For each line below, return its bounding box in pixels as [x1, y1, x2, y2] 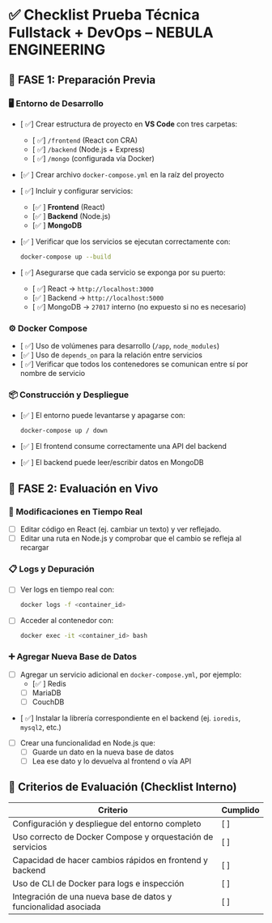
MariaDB [32, 687, 62, 698]
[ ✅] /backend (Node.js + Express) [32, 144, 146, 154]
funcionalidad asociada [12, 901, 101, 912]
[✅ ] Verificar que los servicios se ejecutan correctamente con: [19, 237, 231, 246]
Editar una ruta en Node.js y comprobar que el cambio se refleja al [19, 533, 242, 543]
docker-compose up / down [19, 427, 108, 435]
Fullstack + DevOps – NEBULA [8, 24, 214, 42]
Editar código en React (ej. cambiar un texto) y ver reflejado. [19, 524, 222, 534]
